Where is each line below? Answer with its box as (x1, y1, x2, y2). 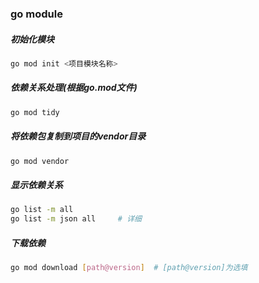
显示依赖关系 (10, 179, 63, 191)
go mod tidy (10, 107, 60, 117)
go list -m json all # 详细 (10, 214, 142, 224)
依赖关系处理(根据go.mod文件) (10, 82, 138, 94)
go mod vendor (10, 156, 70, 166)
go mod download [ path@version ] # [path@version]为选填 (10, 263, 248, 273)
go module (10, 7, 63, 21)
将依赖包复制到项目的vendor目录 (10, 130, 147, 142)
